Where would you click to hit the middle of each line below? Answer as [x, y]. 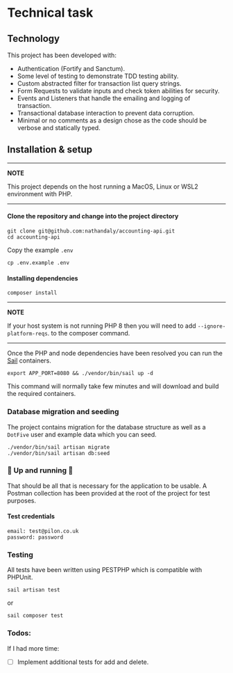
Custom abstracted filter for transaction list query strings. [99, 84]
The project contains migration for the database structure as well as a [106, 427]
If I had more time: [33, 648]
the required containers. [42, 394]
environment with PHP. [40, 193]
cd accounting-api [34, 237]
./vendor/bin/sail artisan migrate [59, 447]
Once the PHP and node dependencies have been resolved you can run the [115, 354]
